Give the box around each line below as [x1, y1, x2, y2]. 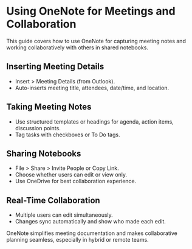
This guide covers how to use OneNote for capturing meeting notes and [6, 37, 187, 44]
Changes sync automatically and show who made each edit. [15, 218, 166, 225]
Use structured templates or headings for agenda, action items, [15, 117, 174, 125]
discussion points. [15, 124, 61, 132]
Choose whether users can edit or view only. [15, 171, 128, 178]
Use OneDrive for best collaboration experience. [15, 178, 137, 185]
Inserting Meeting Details [6, 61, 105, 72]
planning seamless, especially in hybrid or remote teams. [6, 236, 149, 244]
